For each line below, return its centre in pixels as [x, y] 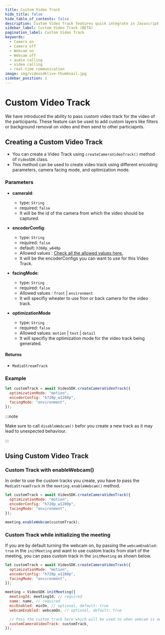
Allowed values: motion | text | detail [57, 333]
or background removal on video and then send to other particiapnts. [75, 126]
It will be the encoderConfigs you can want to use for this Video [84, 258]
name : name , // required [35, 601]
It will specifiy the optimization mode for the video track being [82, 338]
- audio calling [26, 60]
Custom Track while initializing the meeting [58, 535]
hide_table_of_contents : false [37, 19]
